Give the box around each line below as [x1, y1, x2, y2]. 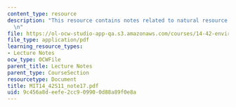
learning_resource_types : [7, 43, 83, 50]
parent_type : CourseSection [7, 69, 90, 76]
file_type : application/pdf [7, 37, 90, 44]
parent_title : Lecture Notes [7, 63, 93, 70]
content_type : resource [7, 10, 77, 18]
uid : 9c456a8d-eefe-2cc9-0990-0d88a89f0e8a [7, 89, 137, 96]
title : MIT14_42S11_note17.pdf [7, 82, 99, 89]
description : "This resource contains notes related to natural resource [7, 17, 228, 24]
